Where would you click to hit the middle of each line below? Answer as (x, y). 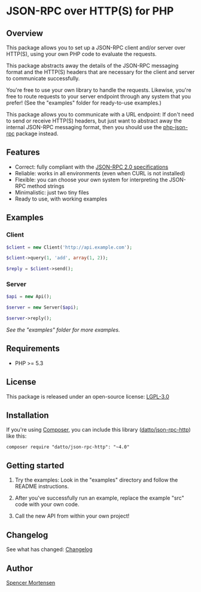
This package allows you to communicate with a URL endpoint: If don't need (100, 114)
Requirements (33, 349)
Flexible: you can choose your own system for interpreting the (91, 180)
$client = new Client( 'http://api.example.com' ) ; (69, 247)
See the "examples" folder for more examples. (63, 330)
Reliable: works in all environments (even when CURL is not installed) (100, 173)
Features (23, 152)
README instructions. (42, 486)
